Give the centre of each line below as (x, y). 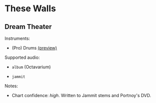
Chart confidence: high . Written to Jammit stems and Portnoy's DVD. (81, 95)
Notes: (11, 86)
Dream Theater (28, 27)
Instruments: (17, 38)
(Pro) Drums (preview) (34, 48)
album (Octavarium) (31, 67)
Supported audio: (22, 57)
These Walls (30, 9)
